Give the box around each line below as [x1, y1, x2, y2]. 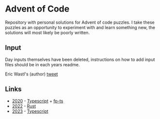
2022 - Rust [12, 103, 36, 109]
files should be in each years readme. [5, 61, 80, 67]
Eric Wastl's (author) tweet [5, 71, 58, 77]
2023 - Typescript [12, 108, 48, 114]
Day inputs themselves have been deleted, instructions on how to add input [5, 57, 155, 62]
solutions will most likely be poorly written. [5, 30, 90, 35]
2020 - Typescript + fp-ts [12, 98, 64, 104]
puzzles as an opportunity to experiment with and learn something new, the [5, 24, 156, 30]
